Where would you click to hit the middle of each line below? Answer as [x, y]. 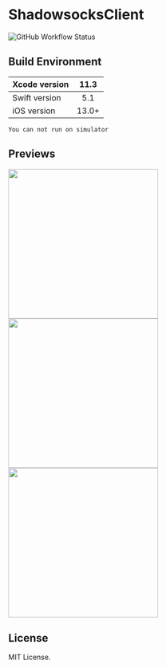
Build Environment [55, 62]
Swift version [37, 97]
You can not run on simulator [59, 129]
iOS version [34, 111]
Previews [32, 154]
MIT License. [30, 657]
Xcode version [41, 84]
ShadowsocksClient [76, 15]
